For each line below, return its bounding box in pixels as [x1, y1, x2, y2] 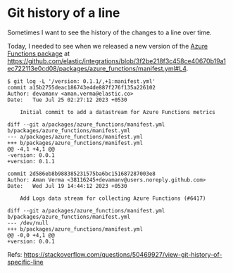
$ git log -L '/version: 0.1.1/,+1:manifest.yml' [7, 77, 156, 85]
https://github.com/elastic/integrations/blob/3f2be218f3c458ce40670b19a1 [7, 56, 227, 65]
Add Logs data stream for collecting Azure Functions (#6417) [20, 195, 206, 202]
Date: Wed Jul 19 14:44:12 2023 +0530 [7, 182, 128, 189]
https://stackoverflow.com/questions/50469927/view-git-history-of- [23, 250, 222, 258]
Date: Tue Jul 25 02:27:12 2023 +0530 [7, 96, 128, 103]
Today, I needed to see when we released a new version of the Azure [7, 42, 208, 50]
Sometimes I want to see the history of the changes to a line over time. [7, 28, 213, 37]
